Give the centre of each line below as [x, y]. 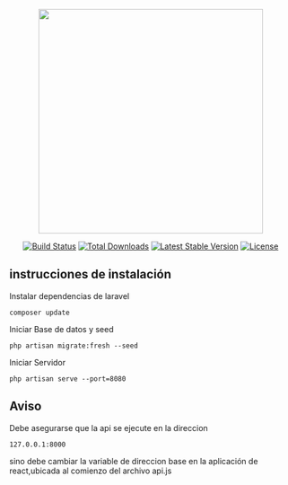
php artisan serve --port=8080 [68, 379]
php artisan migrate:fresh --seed [74, 346]
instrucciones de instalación [91, 274]
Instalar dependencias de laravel [70, 295]
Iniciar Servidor [38, 362]
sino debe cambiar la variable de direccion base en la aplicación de [134, 461]
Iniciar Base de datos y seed [61, 329]
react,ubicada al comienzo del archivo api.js [91, 471]
